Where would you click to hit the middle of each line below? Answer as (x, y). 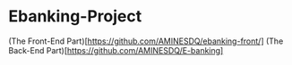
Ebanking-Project (75, 16)
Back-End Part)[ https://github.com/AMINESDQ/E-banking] (116, 50)
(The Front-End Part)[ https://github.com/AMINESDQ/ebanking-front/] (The (146, 41)
